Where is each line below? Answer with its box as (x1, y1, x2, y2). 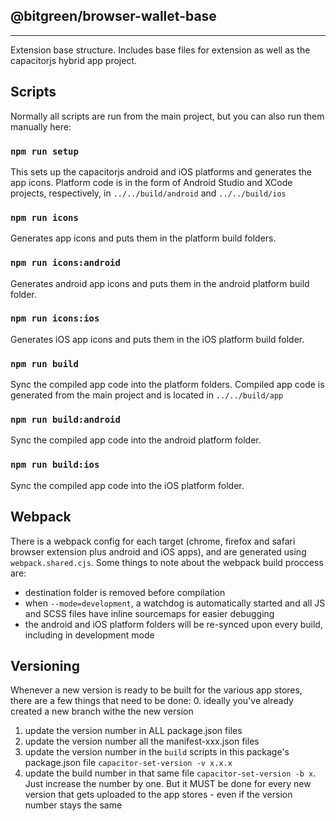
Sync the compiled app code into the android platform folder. (10, 434, 262, 446)
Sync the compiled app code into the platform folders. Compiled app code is (10, 379, 325, 391)
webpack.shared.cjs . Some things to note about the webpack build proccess (10, 556, 324, 568)
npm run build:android (10, 414, 121, 426)
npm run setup (10, 145, 79, 157)
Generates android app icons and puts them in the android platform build (10, 277, 310, 289)
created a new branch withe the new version (10, 705, 194, 718)
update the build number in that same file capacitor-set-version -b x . (24, 767, 317, 779)
